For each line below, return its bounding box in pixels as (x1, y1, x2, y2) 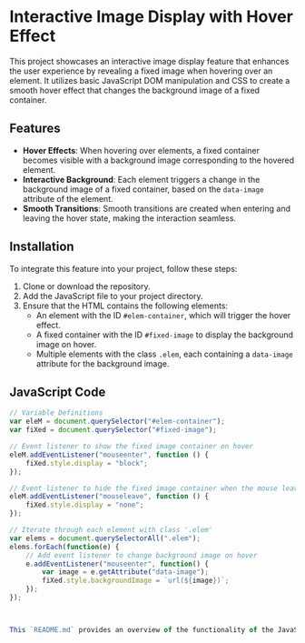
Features (9, 121, 61, 136)
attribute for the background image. (35, 357, 170, 369)
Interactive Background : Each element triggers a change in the (22, 174, 261, 185)
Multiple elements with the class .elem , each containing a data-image (35, 348, 293, 359)
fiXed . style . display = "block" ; (25, 458, 148, 467)
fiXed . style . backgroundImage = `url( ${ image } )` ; (42, 576, 230, 586)
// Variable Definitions (9, 408, 103, 417)
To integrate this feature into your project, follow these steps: (9, 263, 238, 274)
